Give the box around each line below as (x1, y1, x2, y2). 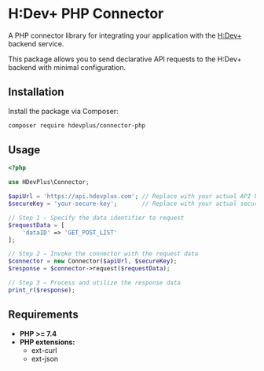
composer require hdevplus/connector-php (8, 121, 146, 130)
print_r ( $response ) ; (8, 286, 76, 294)
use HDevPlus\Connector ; (8, 178, 90, 186)
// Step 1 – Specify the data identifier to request (8, 214, 185, 222)
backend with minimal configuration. (8, 62, 126, 72)
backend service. (8, 39, 64, 48)
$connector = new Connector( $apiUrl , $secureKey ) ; (8, 257, 178, 266)
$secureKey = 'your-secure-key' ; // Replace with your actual (8, 200, 237, 208)
